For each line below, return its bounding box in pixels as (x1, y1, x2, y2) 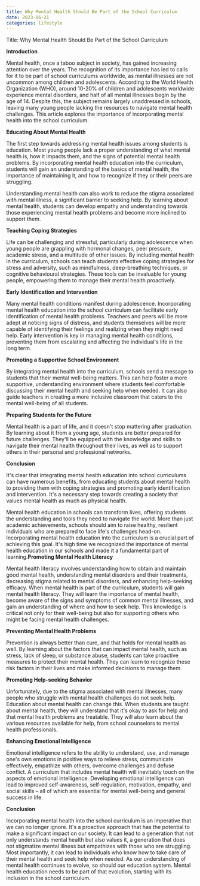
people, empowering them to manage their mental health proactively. (6, 277, 176, 284)
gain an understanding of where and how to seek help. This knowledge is (6, 603, 187, 610)
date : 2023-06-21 (6, 14, 50, 20)
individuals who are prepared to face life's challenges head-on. (6, 528, 162, 535)
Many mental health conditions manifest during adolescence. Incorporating (6, 300, 191, 308)
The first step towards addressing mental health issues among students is (6, 140, 188, 147)
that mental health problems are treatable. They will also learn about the (6, 713, 183, 721)
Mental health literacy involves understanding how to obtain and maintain (6, 565, 186, 572)
